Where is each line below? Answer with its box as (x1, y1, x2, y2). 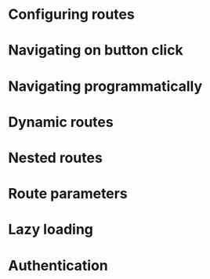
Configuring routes (8, 5, 135, 24)
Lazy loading (8, 221, 94, 238)
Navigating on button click (8, 42, 183, 60)
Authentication (8, 256, 108, 274)
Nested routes (8, 149, 103, 166)
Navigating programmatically (8, 77, 203, 95)
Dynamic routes (8, 113, 114, 131)
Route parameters (8, 185, 128, 203)
